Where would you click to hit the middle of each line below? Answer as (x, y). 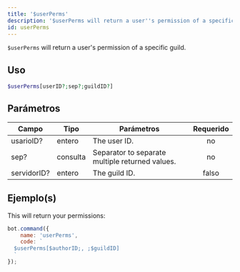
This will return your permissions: (56, 216)
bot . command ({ (29, 228)
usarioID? (27, 141)
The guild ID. (114, 173)
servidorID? (30, 173)
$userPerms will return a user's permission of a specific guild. (97, 48)
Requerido (211, 129)
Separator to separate (129, 152)
